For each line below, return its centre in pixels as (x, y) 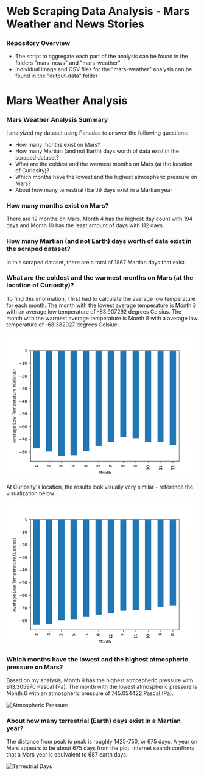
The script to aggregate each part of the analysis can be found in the (102, 57)
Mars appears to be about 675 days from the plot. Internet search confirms (100, 748)
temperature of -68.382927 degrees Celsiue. (63, 325)
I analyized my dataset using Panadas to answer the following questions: (97, 133)
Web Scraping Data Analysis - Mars (98, 11)
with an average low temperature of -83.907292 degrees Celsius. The (94, 311)
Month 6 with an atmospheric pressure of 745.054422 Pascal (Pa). (90, 693)
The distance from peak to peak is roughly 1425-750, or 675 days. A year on (102, 742)
